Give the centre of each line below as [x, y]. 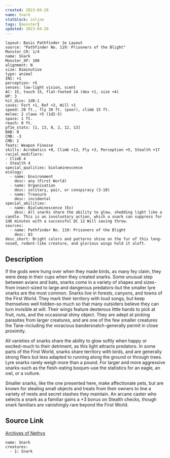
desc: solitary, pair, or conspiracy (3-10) [62, 190]
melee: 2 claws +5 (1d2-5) [34, 114]
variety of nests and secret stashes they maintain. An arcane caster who [81, 394]
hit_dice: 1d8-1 [22, 101]
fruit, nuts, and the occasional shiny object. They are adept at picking [78, 314]
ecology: [14, 172]
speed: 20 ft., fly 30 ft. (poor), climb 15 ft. [58, 110]
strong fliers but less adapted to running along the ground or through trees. [84, 357]
